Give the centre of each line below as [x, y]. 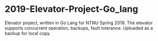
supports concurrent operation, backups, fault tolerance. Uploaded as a [79, 28]
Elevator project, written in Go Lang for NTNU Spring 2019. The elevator [79, 23]
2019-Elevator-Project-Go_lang [71, 9]
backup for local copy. [28, 33]
